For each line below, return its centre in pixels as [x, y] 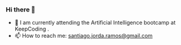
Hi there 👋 [21, 10]
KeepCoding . [32, 29]
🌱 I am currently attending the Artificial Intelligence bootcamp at [95, 23]
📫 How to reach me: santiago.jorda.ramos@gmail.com [83, 36]
